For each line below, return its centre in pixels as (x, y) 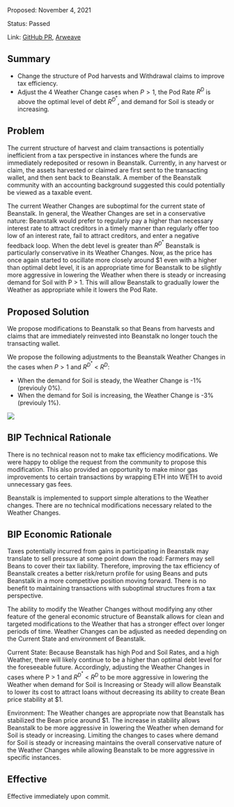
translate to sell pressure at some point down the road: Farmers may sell (111, 558)
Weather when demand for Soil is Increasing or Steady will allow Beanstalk (114, 684)
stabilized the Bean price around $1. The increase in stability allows (104, 720)
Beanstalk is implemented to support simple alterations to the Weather (108, 498)
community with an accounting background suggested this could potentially (116, 185)
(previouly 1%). (39, 402)
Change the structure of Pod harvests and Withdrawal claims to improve (121, 75)
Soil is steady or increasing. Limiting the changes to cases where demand (113, 735)
